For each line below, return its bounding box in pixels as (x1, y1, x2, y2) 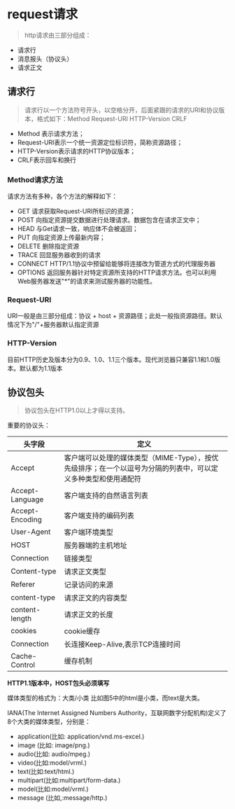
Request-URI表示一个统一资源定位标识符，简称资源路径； (17, 138, 183, 146)
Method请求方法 (7, 174, 63, 184)
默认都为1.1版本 (19, 364, 63, 372)
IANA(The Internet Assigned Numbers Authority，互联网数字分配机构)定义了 (7, 709, 227, 717)
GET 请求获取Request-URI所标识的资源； (17, 207, 136, 216)
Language (10, 495, 44, 504)
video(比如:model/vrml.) (17, 759, 87, 767)
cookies (10, 626, 37, 636)
